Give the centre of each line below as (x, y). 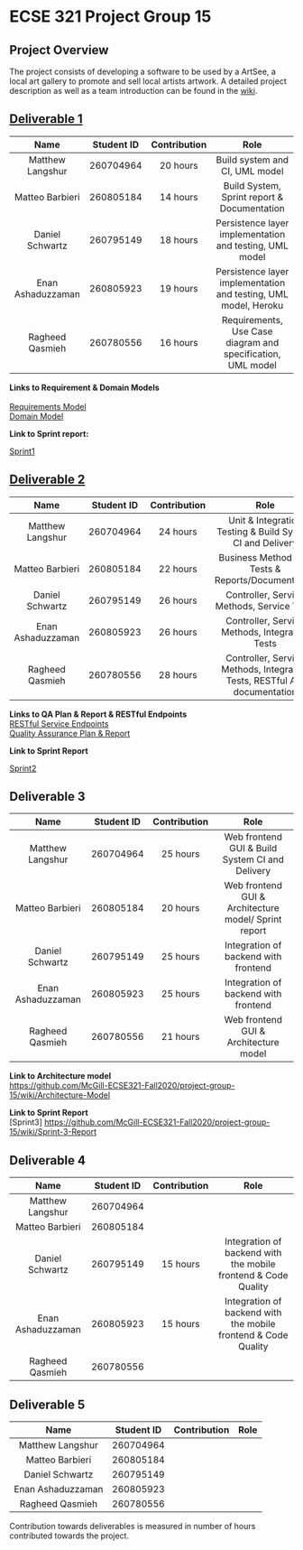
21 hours (180, 1037)
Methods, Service (252, 606)
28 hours (178, 674)
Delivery (253, 871)
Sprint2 (23, 768)
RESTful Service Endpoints (59, 723)
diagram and (252, 342)
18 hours (179, 239)
